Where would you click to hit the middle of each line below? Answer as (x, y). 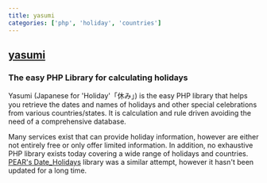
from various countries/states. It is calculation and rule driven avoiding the (130, 113)
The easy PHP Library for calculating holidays (98, 78)
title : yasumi (32, 15)
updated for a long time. (48, 170)
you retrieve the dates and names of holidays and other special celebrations (133, 105)
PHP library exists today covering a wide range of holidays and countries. (128, 154)
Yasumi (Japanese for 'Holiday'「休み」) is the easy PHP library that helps (128, 96)
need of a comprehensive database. (68, 122)
